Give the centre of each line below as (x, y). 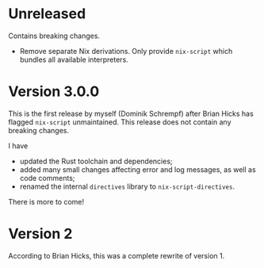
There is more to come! (46, 201)
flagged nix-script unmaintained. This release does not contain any (120, 122)
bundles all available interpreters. (74, 59)
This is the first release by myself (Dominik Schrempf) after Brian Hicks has (131, 113)
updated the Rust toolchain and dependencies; (96, 161)
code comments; (47, 178)
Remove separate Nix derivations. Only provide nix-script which (126, 51)
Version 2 (40, 234)
